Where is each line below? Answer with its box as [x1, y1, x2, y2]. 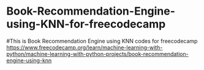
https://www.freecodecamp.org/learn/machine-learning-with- [6, 44, 163, 51]
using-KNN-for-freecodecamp [6, 17, 166, 31]
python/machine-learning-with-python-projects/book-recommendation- [6, 50, 189, 57]
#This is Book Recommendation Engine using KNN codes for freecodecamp [6, 37, 198, 44]
